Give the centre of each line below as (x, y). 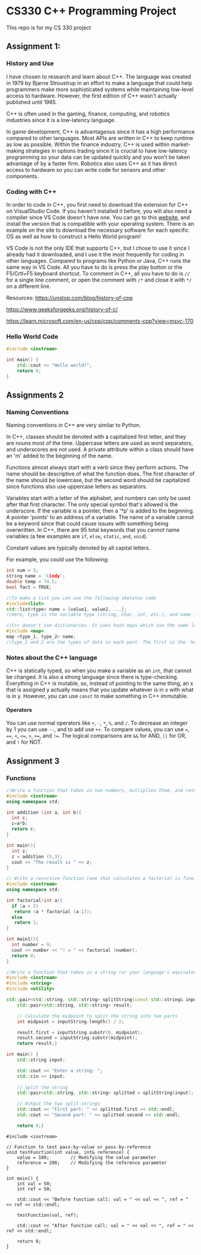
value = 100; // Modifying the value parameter (87, 1157)
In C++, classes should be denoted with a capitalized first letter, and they (96, 437)
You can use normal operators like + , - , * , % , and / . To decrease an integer (97, 723)
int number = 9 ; (32, 945)
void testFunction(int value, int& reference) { (68, 1152)
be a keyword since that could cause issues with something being (87, 524)
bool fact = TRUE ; (29, 587)
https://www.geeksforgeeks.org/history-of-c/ (62, 309)
